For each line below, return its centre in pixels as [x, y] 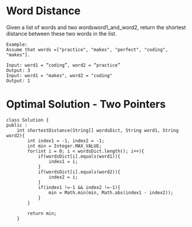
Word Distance [44, 11]
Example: [17, 44]
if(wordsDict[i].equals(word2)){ [79, 172]
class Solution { [28, 120]
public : [17, 125]
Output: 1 [18, 81]
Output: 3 [18, 70]
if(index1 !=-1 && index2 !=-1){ [79, 187]
